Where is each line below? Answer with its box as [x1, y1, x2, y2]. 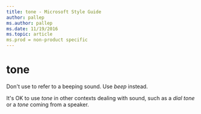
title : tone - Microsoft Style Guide [6, 8, 102, 15]
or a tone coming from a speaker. [6, 101, 90, 108]
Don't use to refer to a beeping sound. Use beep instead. [6, 83, 148, 90]
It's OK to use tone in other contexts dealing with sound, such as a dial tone [6, 94, 195, 101]
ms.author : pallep [6, 20, 53, 26]
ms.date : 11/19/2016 [6, 25, 59, 32]
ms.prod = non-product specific [6, 37, 88, 43]
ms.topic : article [6, 31, 53, 37]
